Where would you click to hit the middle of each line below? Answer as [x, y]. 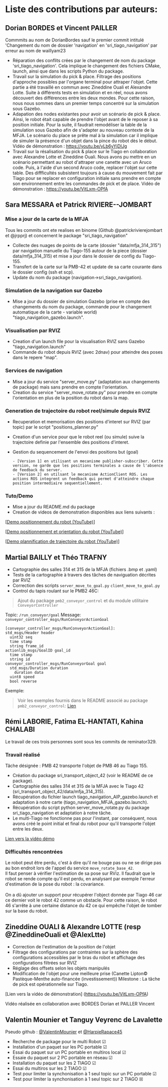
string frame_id [27, 646]
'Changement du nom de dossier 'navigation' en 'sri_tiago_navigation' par [81, 45]
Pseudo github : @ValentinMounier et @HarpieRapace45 [64, 1032]
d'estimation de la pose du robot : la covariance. [55, 884]
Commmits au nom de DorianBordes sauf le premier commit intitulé [75, 40]
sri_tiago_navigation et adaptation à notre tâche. [62, 813]
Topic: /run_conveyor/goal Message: [43, 615]
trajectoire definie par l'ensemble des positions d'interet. [71, 442]
